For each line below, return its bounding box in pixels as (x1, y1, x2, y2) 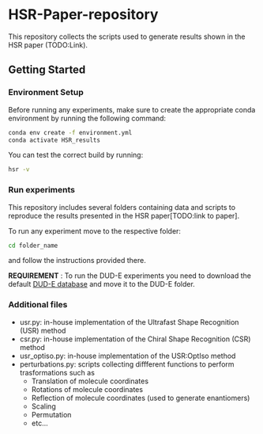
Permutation (31, 409, 72, 419)
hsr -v (8, 166, 30, 173)
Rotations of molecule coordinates (31, 384, 144, 394)
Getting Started (8, 63, 86, 77)
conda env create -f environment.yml (8, 128, 133, 136)
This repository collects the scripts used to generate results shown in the (8, 32, 246, 41)
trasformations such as (19, 367, 95, 377)
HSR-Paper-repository (8, 6, 159, 24)
